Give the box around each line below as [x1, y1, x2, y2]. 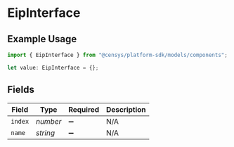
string [35, 128, 55, 138]
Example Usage [7, 33, 77, 45]
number [35, 116, 62, 126]
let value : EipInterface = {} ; [7, 64, 99, 71]
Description [105, 104, 146, 114]
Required [67, 104, 100, 114]
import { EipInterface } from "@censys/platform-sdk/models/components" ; [7, 51, 228, 58]
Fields [7, 84, 35, 96]
